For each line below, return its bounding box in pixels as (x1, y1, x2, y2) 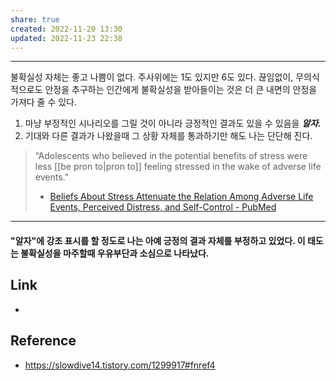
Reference (10, 332, 77, 350)
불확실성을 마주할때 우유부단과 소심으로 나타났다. (20, 247, 210, 259)
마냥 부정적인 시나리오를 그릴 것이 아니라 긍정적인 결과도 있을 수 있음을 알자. (24, 117, 322, 130)
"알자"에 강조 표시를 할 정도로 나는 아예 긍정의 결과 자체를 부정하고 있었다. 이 (10, 234, 306, 246)
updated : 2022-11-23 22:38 (10, 33, 123, 43)
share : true (10, 14, 60, 25)
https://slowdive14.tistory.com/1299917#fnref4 (24, 359, 216, 371)
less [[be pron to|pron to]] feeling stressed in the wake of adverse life (34, 161, 322, 173)
